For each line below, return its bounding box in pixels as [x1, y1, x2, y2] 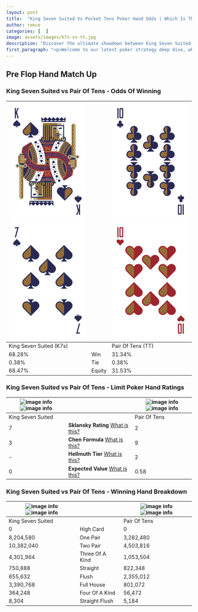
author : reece [6, 22, 41, 28]
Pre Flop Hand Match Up [6, 70, 97, 80]
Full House [79, 581, 105, 588]
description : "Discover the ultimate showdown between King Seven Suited [6, 41, 192, 47]
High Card [79, 525, 104, 533]
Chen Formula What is [68, 436, 124, 443]
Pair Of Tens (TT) [111, 343, 154, 350]
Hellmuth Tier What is [68, 450, 123, 458]
